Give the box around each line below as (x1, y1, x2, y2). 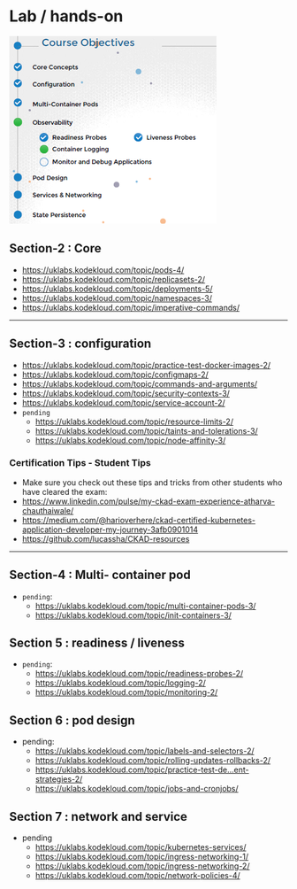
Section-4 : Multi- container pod (9, 568, 192, 583)
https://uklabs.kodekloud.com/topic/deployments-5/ (21, 283, 213, 294)
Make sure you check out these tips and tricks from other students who (21, 476, 283, 488)
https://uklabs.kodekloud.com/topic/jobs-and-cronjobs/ (34, 784, 239, 794)
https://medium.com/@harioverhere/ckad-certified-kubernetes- (21, 514, 256, 525)
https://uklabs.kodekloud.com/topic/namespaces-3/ (21, 292, 212, 303)
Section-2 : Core (9, 241, 102, 256)
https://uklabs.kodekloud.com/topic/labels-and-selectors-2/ (34, 746, 255, 756)
